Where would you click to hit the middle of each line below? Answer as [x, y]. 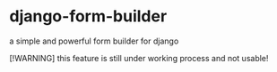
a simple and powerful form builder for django [94, 41]
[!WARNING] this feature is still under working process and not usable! [139, 58]
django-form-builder [88, 16]
